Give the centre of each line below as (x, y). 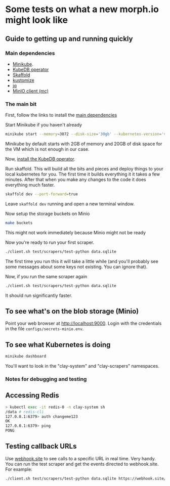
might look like (37, 20)
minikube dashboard (26, 357)
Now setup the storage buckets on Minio (48, 213)
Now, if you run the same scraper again (46, 276)
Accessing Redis (32, 395)
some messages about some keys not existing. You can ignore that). (76, 267)
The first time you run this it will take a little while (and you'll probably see (82, 261)
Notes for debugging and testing (46, 379)
